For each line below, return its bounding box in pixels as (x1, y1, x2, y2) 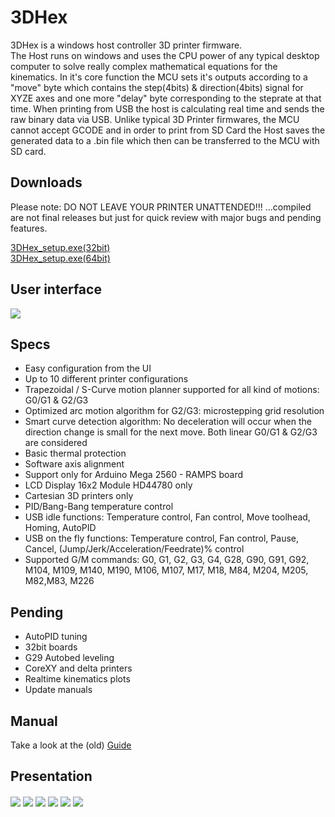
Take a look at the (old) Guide (10, 739, 132, 751)
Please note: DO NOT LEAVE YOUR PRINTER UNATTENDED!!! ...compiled (10, 201, 312, 213)
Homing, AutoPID (24, 522, 97, 534)
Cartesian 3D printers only (24, 490, 134, 502)
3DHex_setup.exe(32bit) (10, 241, 111, 253)
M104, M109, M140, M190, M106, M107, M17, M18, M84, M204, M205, (24, 564, 309, 576)
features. (10, 222, 48, 234)
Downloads (10, 174, 83, 191)
